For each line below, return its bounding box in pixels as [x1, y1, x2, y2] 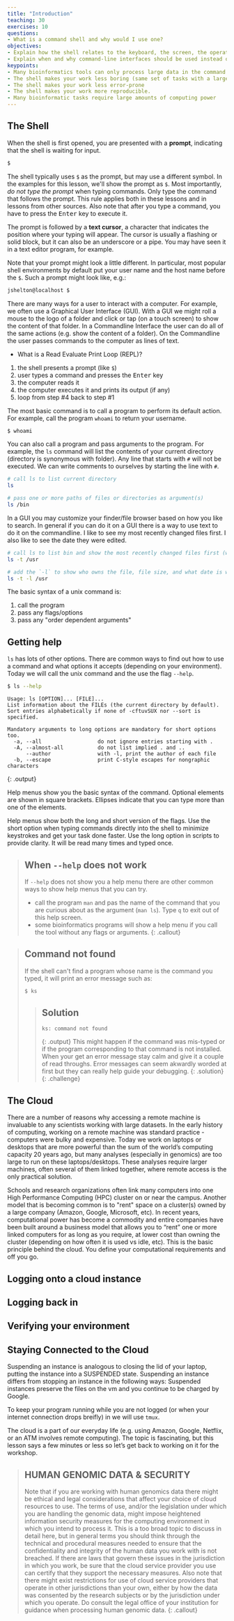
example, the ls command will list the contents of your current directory [7, 447, 214, 456]
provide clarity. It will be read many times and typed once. [7, 839, 174, 847]
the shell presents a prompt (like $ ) [17, 363, 117, 371]
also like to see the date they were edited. [7, 536, 127, 544]
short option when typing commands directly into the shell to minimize [7, 824, 209, 833]
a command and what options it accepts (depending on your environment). [7, 662, 222, 670]
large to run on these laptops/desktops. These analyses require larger [7, 1158, 208, 1166]
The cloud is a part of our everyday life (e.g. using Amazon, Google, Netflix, [7, 1427, 224, 1435]
